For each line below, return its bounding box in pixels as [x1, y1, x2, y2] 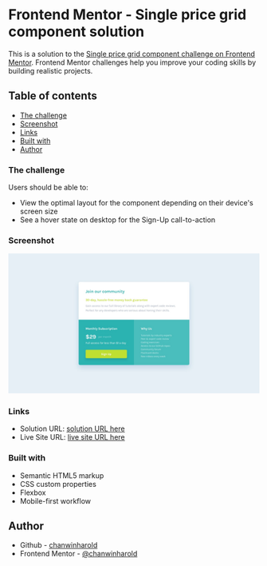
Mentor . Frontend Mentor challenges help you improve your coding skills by [8, 58, 257, 67]
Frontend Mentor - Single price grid [8, 6, 247, 24]
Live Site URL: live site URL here [19, 432, 125, 442]
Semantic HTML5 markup [19, 470, 104, 480]
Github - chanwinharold [19, 540, 98, 550]
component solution [8, 22, 145, 41]
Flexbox [19, 488, 46, 497]
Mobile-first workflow [19, 496, 92, 505]
